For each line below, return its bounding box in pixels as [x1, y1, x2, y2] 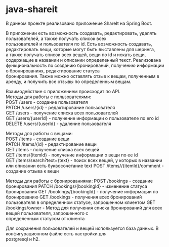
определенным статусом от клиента [6, 215, 85, 221]
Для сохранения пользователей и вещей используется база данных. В [6, 225, 159, 231]
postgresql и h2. [6, 236, 40, 242]
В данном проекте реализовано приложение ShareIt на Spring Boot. [6, 20, 152, 26]
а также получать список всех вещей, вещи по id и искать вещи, [6, 52, 146, 58]
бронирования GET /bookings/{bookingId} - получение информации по [6, 188, 158, 194]
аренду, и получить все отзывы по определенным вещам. [6, 78, 132, 85]
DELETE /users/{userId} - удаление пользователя [6, 120, 112, 127]
